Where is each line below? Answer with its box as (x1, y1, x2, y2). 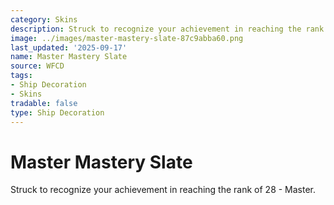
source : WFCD (10, 61, 65, 71)
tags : (10, 71, 33, 81)
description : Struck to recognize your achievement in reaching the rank (10, 24, 325, 34)
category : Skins (10, 14, 78, 25)
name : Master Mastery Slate (10, 52, 128, 62)
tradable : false (10, 98, 78, 108)
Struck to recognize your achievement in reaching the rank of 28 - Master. (10, 184, 317, 196)
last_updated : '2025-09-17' (10, 42, 128, 53)
